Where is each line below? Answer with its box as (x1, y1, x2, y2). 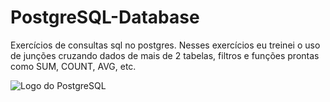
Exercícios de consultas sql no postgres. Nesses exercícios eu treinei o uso (10, 39, 321, 51)
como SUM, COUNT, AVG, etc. (10, 60, 137, 72)
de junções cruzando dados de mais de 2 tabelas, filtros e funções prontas (10, 49, 320, 61)
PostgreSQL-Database (10, 6, 200, 29)
